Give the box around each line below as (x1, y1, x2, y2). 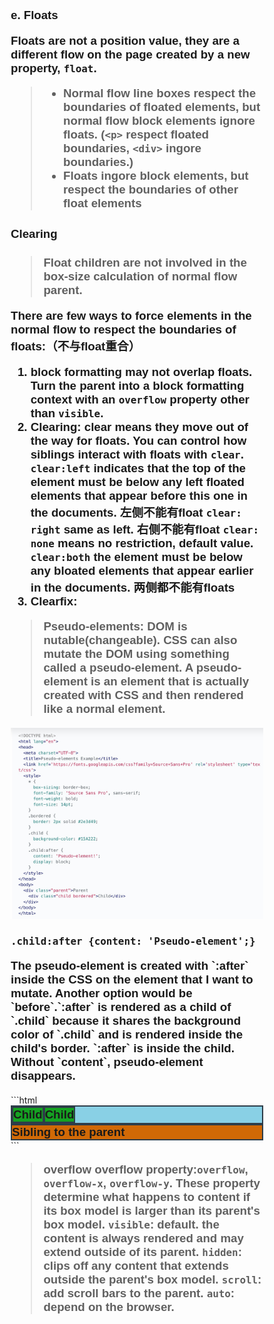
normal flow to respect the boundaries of (10, 322, 237, 337)
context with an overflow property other (30, 392, 250, 406)
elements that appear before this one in (30, 488, 249, 503)
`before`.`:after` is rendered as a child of (10, 1000, 232, 1015)
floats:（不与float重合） (10, 339, 141, 354)
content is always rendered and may (43, 1231, 244, 1245)
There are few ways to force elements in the (10, 309, 252, 323)
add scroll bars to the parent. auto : (43, 1286, 236, 1300)
